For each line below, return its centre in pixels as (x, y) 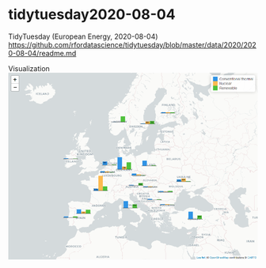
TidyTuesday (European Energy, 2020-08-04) (83, 36)
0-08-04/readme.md (42, 53)
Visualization (29, 68)
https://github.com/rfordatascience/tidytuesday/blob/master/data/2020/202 (133, 44)
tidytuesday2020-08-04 (92, 15)
